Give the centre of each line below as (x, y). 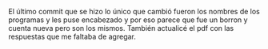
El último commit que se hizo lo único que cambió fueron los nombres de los (134, 11)
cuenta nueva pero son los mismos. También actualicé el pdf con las (121, 28)
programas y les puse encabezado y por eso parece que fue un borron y (128, 20)
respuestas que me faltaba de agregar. (72, 36)
